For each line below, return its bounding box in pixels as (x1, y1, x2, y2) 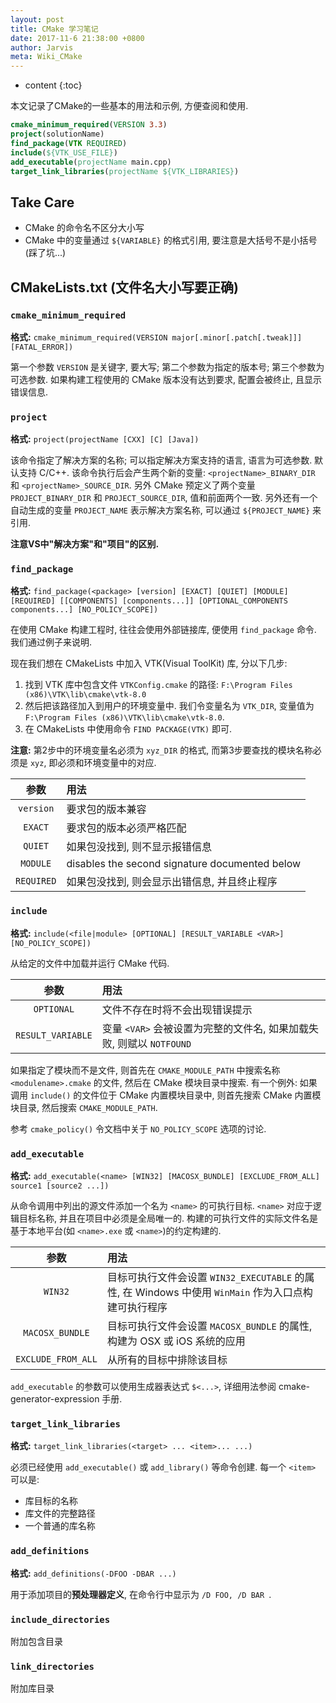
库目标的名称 (24, 1495, 78, 1507)
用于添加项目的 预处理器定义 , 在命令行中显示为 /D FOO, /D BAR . (10, 1588, 272, 1600)
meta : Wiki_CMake (10, 52, 83, 62)
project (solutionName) (10, 129, 105, 139)
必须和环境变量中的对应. (57, 757, 157, 769)
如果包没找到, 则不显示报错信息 (66, 840, 213, 854)
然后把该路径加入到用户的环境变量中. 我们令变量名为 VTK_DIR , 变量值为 (24, 700, 315, 712)
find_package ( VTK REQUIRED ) (10, 138, 128, 148)
